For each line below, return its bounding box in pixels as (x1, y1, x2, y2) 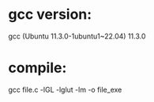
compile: (8, 59, 67, 77)
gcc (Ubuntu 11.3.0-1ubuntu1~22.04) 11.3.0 (8, 31, 146, 41)
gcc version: (8, 5, 92, 24)
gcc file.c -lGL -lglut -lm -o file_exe (8, 85, 122, 94)
